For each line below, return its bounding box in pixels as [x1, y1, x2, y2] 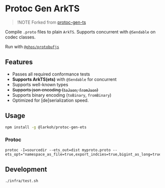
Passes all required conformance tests [12, 71, 90, 77]
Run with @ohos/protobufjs [5, 43, 59, 49]
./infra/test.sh [5, 178, 38, 183]
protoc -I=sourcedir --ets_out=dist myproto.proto [5, 148, 111, 152]
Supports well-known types [12, 81, 69, 87]
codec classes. [5, 34, 36, 40]
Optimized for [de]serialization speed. [12, 97, 89, 103]
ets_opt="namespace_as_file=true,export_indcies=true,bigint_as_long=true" [5, 151, 164, 157]
